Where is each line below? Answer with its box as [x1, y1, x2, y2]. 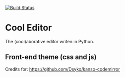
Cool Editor [5, 22, 52, 33]
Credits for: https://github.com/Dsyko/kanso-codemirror [5, 66, 120, 72]
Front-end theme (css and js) [5, 53, 97, 62]
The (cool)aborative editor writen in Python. [5, 38, 94, 44]
